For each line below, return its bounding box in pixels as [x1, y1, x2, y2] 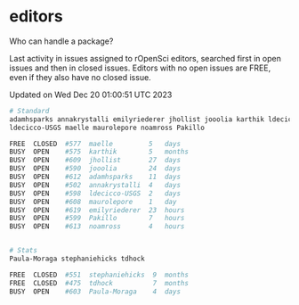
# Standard [9, 106, 50, 115]
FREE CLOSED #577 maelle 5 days [9, 139, 181, 148]
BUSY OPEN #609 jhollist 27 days [9, 156, 181, 165]
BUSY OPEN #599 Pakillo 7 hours [9, 214, 185, 223]
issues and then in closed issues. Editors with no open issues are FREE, [9, 62, 271, 73]
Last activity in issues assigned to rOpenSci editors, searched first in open [9, 53, 282, 63]
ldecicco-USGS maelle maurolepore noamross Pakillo [9, 123, 205, 132]
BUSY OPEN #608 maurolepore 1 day [9, 197, 177, 206]
